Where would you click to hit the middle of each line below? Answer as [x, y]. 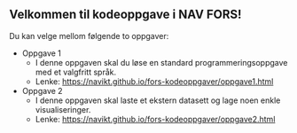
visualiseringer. [63, 109]
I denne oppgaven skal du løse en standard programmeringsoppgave [161, 62]
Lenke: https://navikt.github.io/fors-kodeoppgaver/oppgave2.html [155, 119]
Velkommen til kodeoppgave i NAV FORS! [125, 15]
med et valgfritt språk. [76, 72]
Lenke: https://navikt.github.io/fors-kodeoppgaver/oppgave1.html [154, 81]
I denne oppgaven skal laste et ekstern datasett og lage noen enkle [158, 100]
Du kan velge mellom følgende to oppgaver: [89, 35]
